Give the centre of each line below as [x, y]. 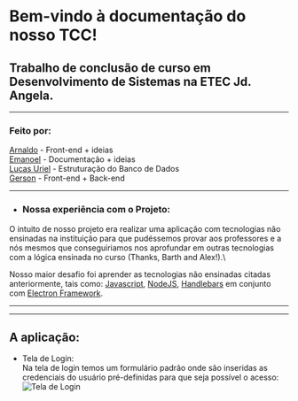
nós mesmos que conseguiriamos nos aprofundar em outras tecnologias [142, 247]
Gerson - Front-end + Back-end [67, 178]
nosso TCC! [53, 35]
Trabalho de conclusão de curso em [110, 68]
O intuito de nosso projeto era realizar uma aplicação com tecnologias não [145, 228]
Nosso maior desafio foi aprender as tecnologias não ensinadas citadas [140, 274]
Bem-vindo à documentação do [128, 16]
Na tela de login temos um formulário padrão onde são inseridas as [145, 368]
